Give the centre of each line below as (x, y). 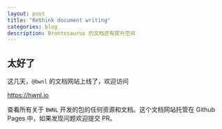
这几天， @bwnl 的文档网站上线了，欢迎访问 (68, 82)
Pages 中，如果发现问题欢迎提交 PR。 (62, 119)
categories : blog (32, 26)
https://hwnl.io (28, 96)
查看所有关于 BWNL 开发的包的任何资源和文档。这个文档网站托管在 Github (111, 109)
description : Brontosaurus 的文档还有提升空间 (72, 33)
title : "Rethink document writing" (59, 20)
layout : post (26, 14)
